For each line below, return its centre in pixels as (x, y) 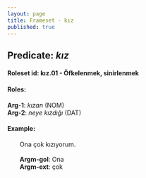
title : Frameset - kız (41, 20)
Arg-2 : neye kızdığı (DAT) (44, 113)
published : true (31, 27)
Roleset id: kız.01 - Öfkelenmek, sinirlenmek (73, 73)
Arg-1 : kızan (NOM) (36, 105)
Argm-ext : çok (42, 167)
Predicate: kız (38, 55)
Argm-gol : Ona (42, 159)
